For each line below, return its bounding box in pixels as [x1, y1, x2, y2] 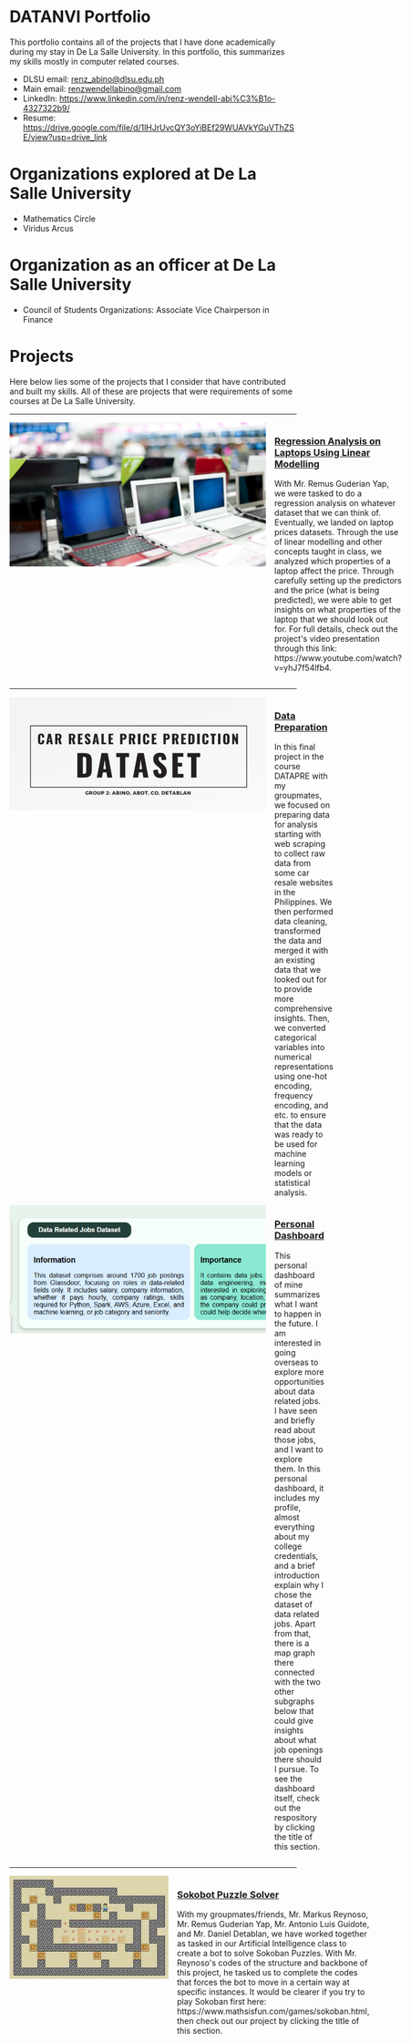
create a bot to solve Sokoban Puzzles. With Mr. [177, 1947, 357, 1958]
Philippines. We [274, 896, 333, 908]
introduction [274, 1570, 321, 1581]
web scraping [274, 839, 326, 850]
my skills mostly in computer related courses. [9, 56, 180, 67]
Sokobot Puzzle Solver [177, 1888, 280, 1901]
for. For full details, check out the [274, 624, 398, 635]
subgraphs [274, 1696, 315, 1707]
